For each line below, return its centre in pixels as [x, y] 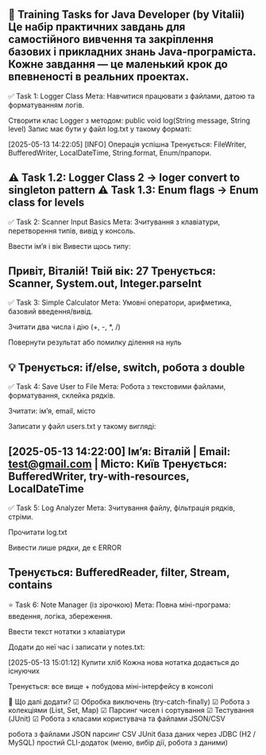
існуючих [24, 671]
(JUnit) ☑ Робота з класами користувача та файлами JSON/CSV [117, 718]
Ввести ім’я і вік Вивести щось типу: [69, 246]
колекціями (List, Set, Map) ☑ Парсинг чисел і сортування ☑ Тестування [131, 710]
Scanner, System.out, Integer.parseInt [105, 284]
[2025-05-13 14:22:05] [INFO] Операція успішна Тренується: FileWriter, [127, 144]
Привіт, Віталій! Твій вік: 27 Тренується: [112, 271]
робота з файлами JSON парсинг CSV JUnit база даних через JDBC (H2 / [132, 734]
